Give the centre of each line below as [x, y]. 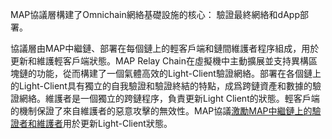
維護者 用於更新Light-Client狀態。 [104, 123]
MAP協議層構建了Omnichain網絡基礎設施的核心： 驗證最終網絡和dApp [155, 14]
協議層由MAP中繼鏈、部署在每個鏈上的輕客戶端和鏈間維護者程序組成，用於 [165, 48]
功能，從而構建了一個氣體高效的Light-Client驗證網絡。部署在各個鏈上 [179, 73]
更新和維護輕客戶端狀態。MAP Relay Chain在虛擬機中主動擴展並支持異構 [160, 61]
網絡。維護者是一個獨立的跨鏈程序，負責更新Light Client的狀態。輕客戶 [165, 98]
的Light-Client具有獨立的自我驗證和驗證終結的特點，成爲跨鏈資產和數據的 [161, 86]
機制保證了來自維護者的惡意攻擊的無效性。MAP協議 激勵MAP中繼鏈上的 [165, 111]
